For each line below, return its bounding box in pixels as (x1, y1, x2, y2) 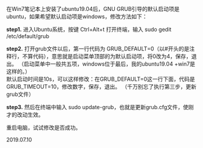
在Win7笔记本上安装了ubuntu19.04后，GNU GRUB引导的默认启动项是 (6, 5, 180, 12)
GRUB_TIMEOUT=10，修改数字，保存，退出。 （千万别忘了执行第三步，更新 (6, 83, 196, 90)
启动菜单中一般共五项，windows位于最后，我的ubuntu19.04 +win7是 (23, 60, 196, 67)
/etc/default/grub (6, 33, 50, 39)
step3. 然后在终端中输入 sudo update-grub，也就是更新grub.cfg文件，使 (6, 104, 188, 110)
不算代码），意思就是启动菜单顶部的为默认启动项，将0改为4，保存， (22, 53, 191, 59)
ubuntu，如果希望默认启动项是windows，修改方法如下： (6, 13, 148, 20)
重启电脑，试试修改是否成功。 (6, 124, 81, 131)
